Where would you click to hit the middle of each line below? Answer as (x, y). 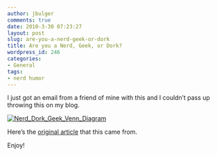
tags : (15, 71)
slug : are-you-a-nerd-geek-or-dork (59, 40)
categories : (24, 59)
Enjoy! (16, 146)
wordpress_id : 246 (34, 53)
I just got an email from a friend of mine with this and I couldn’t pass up (108, 98)
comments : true (29, 20)
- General (21, 65)
